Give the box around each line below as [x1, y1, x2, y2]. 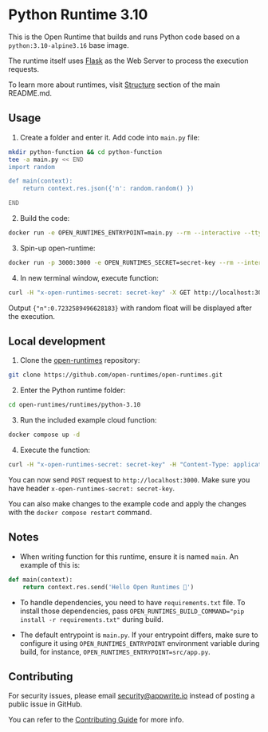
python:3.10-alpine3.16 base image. [8, 40, 129, 49]
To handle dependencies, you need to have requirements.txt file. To [19, 597, 246, 607]
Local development [8, 335, 106, 348]
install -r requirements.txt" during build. [19, 614, 164, 624]
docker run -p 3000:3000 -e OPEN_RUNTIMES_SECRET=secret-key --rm [8, 258, 234, 266]
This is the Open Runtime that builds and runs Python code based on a [8, 32, 241, 41]
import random [8, 163, 56, 171]
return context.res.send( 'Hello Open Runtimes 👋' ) [22, 583, 195, 591]
